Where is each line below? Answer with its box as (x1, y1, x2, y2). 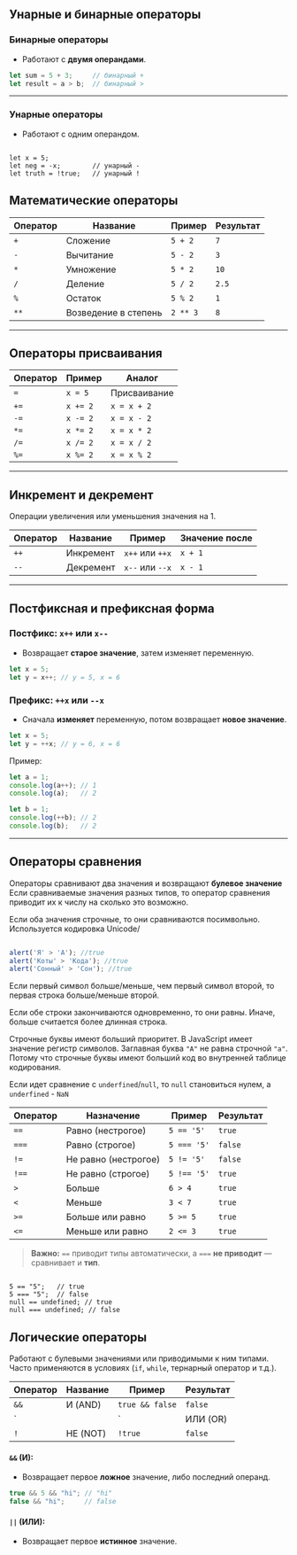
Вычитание (65, 248, 114, 260)
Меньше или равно (65, 1225, 148, 1238)
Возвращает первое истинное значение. (21, 1536, 178, 1547)
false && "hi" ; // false (9, 1497, 117, 1506)
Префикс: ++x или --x (9, 694, 104, 706)
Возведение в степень (65, 306, 163, 318)
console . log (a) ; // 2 (9, 789, 97, 798)
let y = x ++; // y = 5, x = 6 (9, 673, 121, 681)
